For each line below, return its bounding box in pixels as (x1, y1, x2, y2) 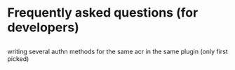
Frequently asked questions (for (7, 5, 199, 21)
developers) (7, 19, 79, 35)
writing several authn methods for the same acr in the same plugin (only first (7, 47, 228, 55)
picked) (7, 54, 29, 63)
